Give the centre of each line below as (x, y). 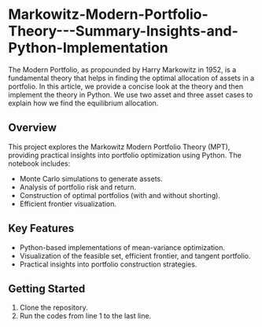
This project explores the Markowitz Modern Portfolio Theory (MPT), (119, 146)
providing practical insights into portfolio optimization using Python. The (125, 155)
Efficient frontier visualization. (68, 204)
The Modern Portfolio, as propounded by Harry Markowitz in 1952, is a (122, 69)
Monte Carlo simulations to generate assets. (91, 178)
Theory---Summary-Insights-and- (123, 31)
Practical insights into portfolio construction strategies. (108, 264)
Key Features (41, 228)
